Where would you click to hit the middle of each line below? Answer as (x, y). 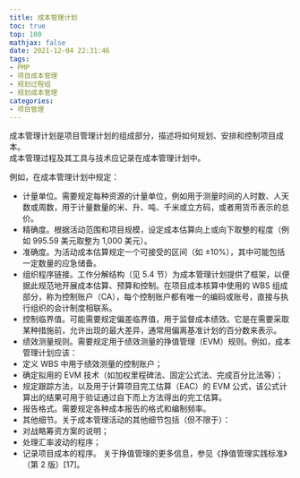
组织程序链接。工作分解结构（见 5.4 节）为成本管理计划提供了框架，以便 (156, 275)
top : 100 (26, 34)
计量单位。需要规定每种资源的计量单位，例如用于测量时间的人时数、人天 (155, 196)
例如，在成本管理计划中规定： (64, 177)
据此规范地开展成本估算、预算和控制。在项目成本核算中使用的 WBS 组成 (155, 286)
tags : (19, 59)
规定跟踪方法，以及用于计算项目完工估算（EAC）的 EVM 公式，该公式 (151, 387)
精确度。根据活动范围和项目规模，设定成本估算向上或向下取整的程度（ (152, 230)
